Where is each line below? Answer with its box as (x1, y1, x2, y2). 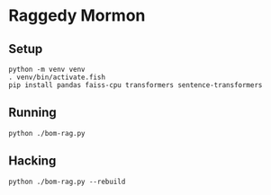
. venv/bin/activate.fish (8, 73, 105, 82)
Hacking (8, 154, 57, 169)
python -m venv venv (8, 65, 86, 74)
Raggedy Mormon (8, 5, 146, 26)
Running (8, 105, 58, 120)
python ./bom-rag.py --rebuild (8, 177, 126, 186)
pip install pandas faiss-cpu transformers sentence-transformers (8, 81, 263, 90)
